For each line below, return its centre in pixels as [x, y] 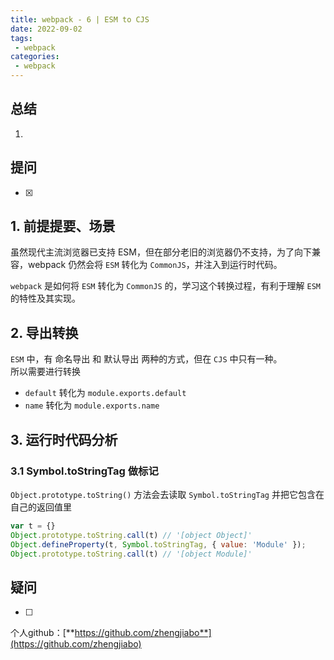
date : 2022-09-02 [46, 29]
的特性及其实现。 [45, 298]
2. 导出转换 [44, 332]
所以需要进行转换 [45, 372]
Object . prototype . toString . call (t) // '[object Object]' [131, 535]
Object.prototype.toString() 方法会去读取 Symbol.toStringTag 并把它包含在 [167, 494]
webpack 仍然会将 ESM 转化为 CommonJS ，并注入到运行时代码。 [155, 265]
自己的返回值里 [41, 507]
